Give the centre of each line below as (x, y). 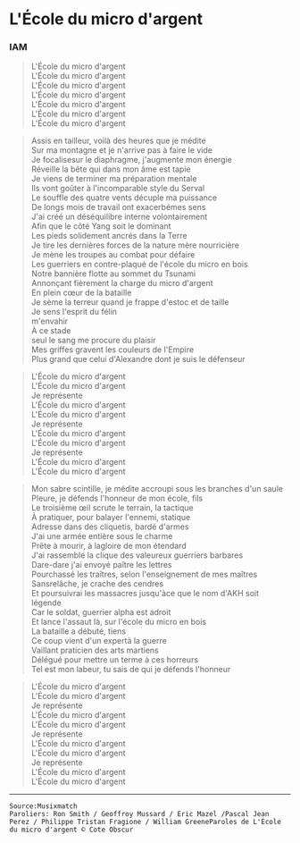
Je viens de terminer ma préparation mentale (114, 179)
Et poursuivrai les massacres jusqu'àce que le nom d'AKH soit (145, 594)
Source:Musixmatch (43, 806)
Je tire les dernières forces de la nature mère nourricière (135, 245)
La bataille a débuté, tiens (79, 631)
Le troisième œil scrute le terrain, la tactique (112, 508)
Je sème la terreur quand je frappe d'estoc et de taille (130, 302)
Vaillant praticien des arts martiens (95, 650)
